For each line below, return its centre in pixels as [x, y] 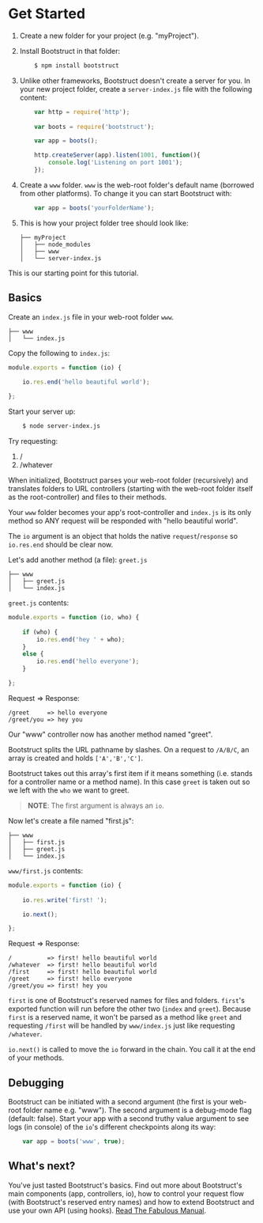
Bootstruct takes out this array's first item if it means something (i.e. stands [130, 773]
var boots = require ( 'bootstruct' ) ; [94, 127]
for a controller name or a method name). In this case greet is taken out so [129, 782]
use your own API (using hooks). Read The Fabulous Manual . [107, 1210]
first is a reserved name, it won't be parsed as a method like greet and [125, 1017]
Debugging [36, 1083]
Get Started [47, 14]
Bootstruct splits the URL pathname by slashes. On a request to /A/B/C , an [129, 749]
